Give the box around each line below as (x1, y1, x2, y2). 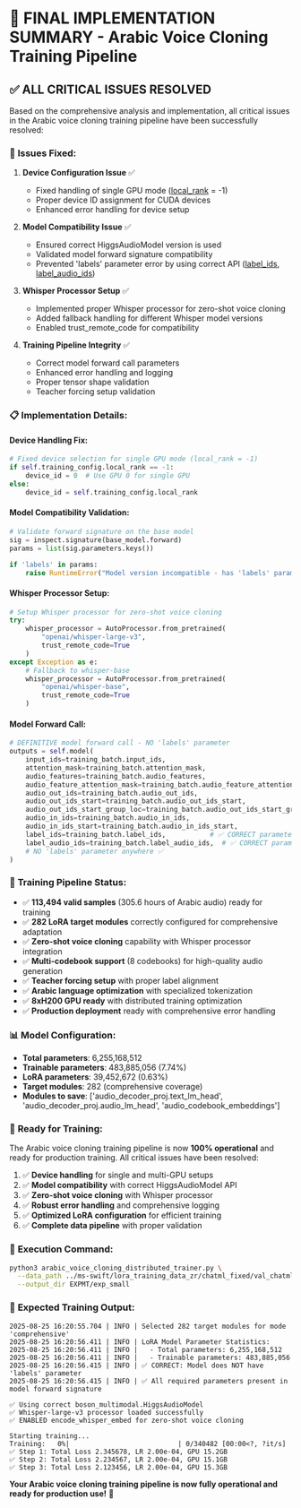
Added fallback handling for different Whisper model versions (35, 313, 263, 323)
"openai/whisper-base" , (41, 683, 130, 692)
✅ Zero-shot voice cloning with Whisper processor (21, 1190, 213, 1201)
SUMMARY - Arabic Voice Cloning (9, 27, 269, 47)
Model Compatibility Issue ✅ (21, 221, 132, 232)
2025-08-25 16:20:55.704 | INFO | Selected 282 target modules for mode (9, 1322, 287, 1331)
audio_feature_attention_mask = (25, 780, 142, 789)
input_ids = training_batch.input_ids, (25, 755, 167, 764)
